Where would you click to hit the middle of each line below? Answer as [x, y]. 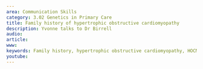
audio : [14, 34]
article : [17, 40]
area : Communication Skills [42, 12]
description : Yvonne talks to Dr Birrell [59, 28]
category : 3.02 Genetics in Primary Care [59, 17]
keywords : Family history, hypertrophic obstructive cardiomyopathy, [96, 51]
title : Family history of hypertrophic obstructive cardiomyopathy [93, 23]
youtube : [17, 56]
